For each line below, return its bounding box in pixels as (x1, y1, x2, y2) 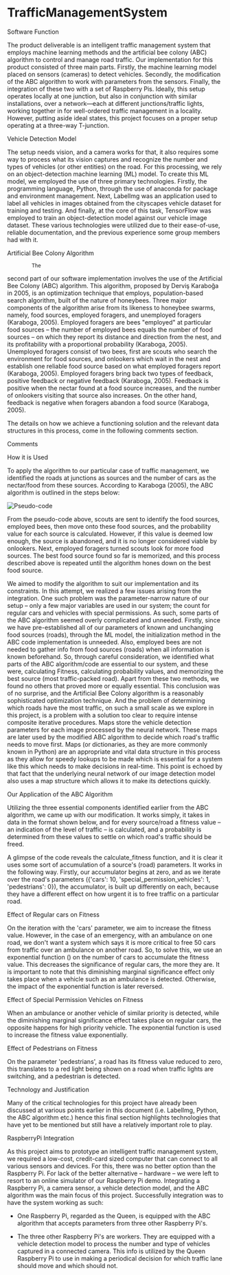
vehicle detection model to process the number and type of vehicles (16, 1239, 211, 1247)
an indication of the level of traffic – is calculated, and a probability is (7, 825, 202, 833)
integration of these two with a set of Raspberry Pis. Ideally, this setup (7, 85, 206, 93)
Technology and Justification (7, 1085, 89, 1093)
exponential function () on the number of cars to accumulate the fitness (7, 952, 209, 961)
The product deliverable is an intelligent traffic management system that (7, 41, 211, 49)
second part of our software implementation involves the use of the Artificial (7, 274, 223, 283)
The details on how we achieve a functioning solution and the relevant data (7, 419, 220, 427)
